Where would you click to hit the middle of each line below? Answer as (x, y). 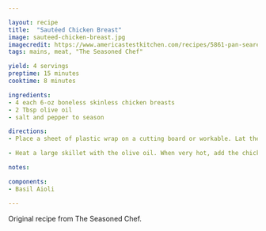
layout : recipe (33, 22)
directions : (28, 131)
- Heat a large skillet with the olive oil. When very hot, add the (123, 153)
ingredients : (30, 95)
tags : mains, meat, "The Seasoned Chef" (76, 52)
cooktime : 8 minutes (42, 81)
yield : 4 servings (38, 66)
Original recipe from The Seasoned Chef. (75, 218)
